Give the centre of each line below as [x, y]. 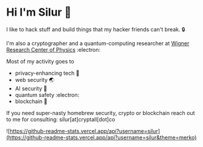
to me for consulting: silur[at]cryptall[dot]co [61, 119]
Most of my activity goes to [40, 61]
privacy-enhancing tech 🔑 [47, 73]
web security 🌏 [35, 80]
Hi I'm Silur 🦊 [39, 12]
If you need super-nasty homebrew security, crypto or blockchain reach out [101, 113]
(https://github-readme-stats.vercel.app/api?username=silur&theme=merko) [101, 137]
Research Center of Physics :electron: [53, 49]
